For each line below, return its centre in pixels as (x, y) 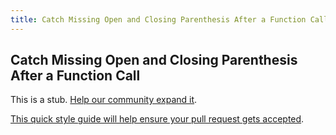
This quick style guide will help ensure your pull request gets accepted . (157, 119)
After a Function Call (75, 76)
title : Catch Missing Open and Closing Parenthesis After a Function (158, 19)
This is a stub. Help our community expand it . (104, 100)
